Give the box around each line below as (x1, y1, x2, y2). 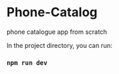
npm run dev (6, 58, 48, 67)
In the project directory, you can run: (6, 41, 113, 49)
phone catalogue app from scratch (6, 27, 107, 36)
